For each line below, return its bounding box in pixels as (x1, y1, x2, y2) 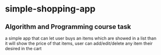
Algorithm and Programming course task (5, 23, 131, 31)
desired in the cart (5, 46, 42, 51)
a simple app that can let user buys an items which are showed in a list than (5, 35, 157, 41)
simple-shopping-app (5, 3, 96, 14)
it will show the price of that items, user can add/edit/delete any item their (5, 41, 153, 46)
